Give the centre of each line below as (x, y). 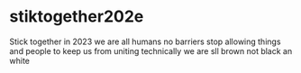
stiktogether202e (77, 17)
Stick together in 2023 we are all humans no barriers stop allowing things (145, 41)
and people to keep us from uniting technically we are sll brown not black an (151, 50)
